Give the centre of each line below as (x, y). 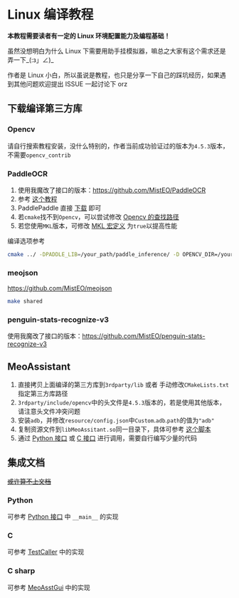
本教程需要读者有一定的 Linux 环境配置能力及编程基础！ (89, 36)
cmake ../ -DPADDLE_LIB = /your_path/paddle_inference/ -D (94, 254)
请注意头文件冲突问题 (49, 412)
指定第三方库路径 (43, 394)
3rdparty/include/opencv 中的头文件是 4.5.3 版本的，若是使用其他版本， (122, 402)
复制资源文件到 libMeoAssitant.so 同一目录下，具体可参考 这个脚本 (114, 430)
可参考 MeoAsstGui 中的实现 (49, 587)
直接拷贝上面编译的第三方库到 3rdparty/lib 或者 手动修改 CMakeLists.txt (123, 385)
